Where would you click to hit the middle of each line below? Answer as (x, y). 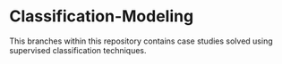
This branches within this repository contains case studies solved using (141, 41)
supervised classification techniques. (78, 50)
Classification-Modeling (102, 16)
